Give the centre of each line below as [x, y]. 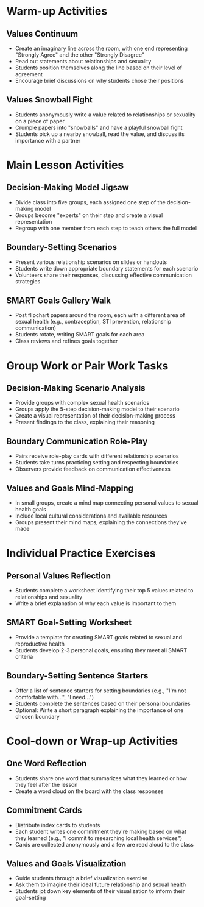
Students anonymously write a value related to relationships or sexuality [105, 115]
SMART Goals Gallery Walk [59, 301]
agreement [29, 74]
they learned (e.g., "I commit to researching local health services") [99, 838]
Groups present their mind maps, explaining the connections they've [101, 522]
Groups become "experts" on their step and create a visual [89, 215]
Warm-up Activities [57, 11]
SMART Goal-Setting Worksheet [69, 623]
